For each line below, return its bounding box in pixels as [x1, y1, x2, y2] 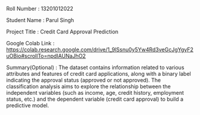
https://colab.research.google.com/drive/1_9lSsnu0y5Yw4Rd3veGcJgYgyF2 [6, 46, 194, 53]
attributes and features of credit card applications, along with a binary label [6, 70, 191, 77]
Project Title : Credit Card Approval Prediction [6, 28, 119, 35]
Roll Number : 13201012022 [6, 5, 73, 12]
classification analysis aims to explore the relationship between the [6, 83, 171, 90]
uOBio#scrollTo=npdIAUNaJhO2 [6, 52, 86, 59]
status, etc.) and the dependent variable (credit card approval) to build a [6, 95, 184, 102]
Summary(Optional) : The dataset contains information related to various [6, 64, 184, 71]
